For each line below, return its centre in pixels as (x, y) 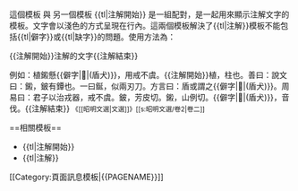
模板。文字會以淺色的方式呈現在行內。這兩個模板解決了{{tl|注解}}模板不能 (145, 26)
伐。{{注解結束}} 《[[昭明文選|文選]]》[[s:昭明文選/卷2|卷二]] (107, 109)
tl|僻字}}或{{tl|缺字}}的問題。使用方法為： (100, 37)
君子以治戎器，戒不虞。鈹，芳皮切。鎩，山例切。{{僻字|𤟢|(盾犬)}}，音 (161, 98)
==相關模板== (36, 128)
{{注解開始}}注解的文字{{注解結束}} (74, 56)
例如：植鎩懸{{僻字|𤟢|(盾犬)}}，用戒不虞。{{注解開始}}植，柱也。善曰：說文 (149, 75)
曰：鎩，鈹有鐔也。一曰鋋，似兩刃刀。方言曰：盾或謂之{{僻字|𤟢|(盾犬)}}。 (145, 86)
